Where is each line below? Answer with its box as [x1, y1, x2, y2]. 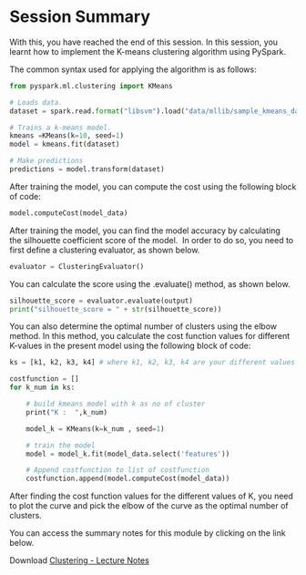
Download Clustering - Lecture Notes [9, 555, 150, 566]
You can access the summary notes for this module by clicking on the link [9, 528, 286, 539]
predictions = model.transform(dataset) [9, 165, 166, 174]
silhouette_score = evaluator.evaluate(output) [9, 296, 194, 305]
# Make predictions [9, 157, 84, 166]
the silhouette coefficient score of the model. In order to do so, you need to [9, 234, 294, 245]
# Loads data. [9, 98, 64, 107]
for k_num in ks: [9, 383, 76, 393]
